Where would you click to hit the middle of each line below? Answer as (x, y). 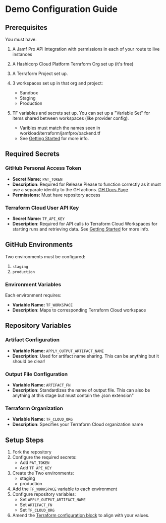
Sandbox (29, 93)
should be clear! (29, 361)
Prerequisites (26, 28)
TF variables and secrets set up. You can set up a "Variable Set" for (81, 113)
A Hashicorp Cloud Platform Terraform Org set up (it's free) (73, 64)
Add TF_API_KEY (36, 468)
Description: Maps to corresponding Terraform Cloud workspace (79, 310)
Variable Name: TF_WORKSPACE (42, 305)
